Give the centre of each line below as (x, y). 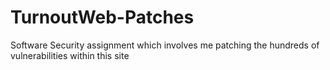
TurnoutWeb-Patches (102, 17)
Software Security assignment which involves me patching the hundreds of (165, 45)
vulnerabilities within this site (70, 55)
